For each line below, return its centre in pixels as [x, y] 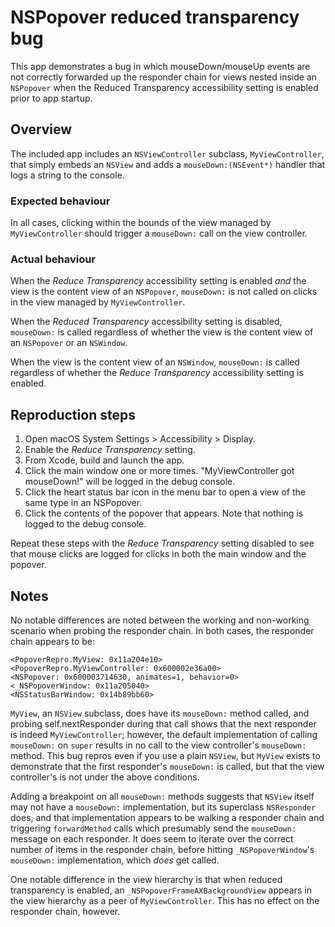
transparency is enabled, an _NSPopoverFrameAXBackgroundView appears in [161, 890]
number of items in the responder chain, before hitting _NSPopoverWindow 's [162, 849]
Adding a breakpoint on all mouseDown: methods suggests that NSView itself [162, 796]
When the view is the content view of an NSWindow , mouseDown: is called [155, 362]
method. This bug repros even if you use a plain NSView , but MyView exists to [165, 755]
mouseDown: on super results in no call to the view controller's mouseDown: [158, 745]
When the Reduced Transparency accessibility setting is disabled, [146, 322]
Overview [41, 129]
